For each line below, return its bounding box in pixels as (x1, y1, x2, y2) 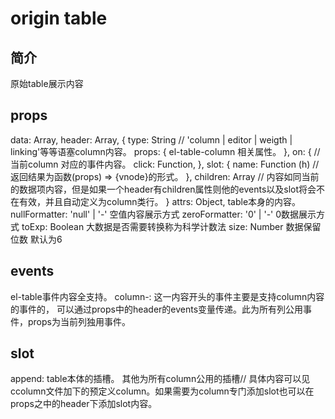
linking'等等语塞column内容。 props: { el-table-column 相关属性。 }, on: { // (10, 145, 321, 157)
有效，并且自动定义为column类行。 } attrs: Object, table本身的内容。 (18, 195, 302, 207)
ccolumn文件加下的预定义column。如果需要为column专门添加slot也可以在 (10, 385, 315, 397)
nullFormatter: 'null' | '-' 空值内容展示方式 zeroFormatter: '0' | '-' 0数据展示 (10, 208, 317, 220)
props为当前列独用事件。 (27, 315, 131, 327)
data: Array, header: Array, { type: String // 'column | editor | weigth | (10, 133, 293, 146)
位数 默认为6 (10, 233, 63, 245)
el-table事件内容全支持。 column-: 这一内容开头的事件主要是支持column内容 (10, 290, 325, 302)
